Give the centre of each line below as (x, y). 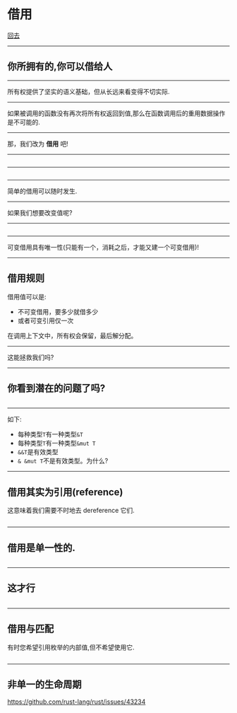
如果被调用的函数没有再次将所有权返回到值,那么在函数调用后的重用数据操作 (116, 113)
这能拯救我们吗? (31, 357)
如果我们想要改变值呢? (40, 212)
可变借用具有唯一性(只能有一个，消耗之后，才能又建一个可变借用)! (103, 247)
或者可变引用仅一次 (45, 320)
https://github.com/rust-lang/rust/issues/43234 (77, 702)
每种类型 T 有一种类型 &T (50, 434)
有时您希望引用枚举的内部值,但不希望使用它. (71, 647)
